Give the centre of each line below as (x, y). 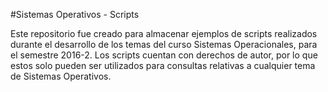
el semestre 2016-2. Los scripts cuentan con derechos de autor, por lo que (164, 55)
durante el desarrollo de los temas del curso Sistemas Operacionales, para (164, 44)
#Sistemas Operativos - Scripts (75, 14)
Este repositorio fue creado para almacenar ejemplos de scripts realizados (164, 33)
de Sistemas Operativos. (61, 76)
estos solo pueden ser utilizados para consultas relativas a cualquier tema (163, 65)
